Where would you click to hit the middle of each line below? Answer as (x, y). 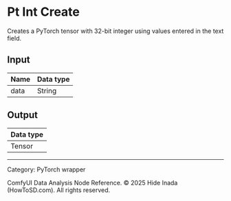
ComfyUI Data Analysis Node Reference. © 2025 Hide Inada (92, 182)
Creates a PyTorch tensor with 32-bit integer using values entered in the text (115, 31)
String (47, 91)
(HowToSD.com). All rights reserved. (59, 190)
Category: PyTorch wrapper (46, 169)
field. (14, 38)
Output (22, 115)
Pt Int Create (44, 12)
